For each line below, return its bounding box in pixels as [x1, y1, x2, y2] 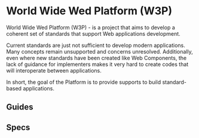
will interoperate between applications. [6, 67, 102, 74]
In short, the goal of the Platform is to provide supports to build [6, 79, 161, 86]
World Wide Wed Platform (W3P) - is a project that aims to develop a [6, 24, 175, 31]
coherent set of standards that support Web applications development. [6, 30, 180, 37]
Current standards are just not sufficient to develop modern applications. [6, 42, 185, 49]
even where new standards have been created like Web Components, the [6, 54, 187, 61]
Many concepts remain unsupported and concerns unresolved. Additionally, [6, 48, 193, 55]
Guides [6, 102, 34, 112]
